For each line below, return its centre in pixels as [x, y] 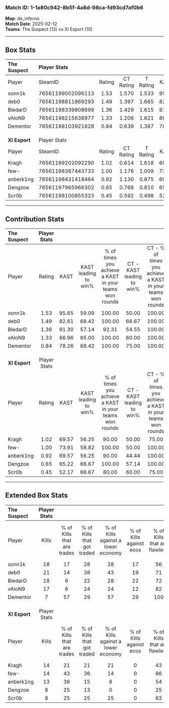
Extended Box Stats [36, 496]
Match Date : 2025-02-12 [31, 24]
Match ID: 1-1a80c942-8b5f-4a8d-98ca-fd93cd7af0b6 [74, 8]
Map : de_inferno [22, 19]
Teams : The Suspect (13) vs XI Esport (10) [49, 29]
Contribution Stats [35, 219]
